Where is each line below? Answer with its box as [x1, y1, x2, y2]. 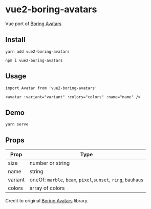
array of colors [29, 184, 65, 192]
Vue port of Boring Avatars [5, 20, 62, 27]
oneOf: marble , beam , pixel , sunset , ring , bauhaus [29, 176, 144, 183]
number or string [29, 160, 70, 167]
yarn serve [5, 122, 29, 127]
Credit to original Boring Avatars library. [5, 198, 89, 204]
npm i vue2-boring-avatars [5, 58, 63, 63]
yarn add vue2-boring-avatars [5, 49, 70, 54]
